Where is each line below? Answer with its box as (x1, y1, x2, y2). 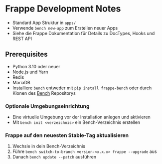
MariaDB (12, 79, 31, 85)
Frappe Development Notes (5, 3, 121, 15)
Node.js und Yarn (12, 69, 48, 75)
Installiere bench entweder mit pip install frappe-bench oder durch (12, 85, 152, 91)
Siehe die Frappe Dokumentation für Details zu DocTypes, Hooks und (12, 30, 155, 36)
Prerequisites (5, 50, 48, 59)
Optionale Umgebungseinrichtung (5, 102, 90, 109)
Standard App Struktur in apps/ (12, 20, 76, 26)
